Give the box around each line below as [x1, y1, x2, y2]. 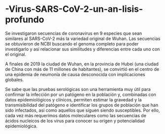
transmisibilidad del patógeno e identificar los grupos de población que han [5, 102, 159, 108]
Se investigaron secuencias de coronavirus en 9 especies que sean [5, 30, 142, 36]
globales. [5, 77, 24, 83]
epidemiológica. [5, 123, 38, 129]
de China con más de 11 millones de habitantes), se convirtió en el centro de [5, 66, 159, 72]
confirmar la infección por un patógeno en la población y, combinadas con [5, 91, 156, 97]
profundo [5, 14, 44, 25]
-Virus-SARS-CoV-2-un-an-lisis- [5, 3, 143, 15]
